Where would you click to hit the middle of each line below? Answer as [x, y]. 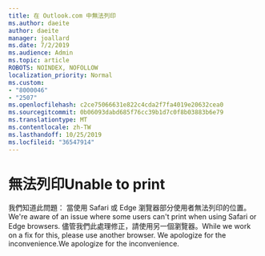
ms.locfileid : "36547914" [51, 142]
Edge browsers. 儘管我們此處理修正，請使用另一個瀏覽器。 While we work [130, 226]
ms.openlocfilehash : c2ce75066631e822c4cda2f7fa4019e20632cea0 [116, 105]
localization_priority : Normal [60, 75]
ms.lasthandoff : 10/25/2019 [55, 134]
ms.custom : [26, 82]
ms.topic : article [39, 61]
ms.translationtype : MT [48, 120]
